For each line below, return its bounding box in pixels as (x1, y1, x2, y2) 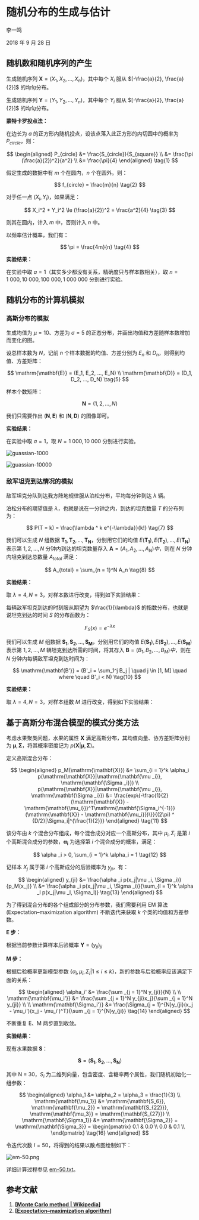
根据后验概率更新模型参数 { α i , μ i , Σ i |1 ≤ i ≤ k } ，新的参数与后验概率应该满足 (6, 968, 188, 976)
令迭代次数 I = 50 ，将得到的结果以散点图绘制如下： (6, 1141, 132, 1148)
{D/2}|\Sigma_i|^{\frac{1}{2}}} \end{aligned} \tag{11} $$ (32, 817, 168, 824)
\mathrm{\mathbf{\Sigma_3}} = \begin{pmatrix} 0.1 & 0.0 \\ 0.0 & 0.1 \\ (14, 1123, 185, 1130)
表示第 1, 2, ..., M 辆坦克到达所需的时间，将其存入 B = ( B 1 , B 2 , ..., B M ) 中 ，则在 (6, 647, 191, 655)
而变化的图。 (6, 336, 37, 344)
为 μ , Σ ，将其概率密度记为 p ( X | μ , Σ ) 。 (6, 742, 98, 749)
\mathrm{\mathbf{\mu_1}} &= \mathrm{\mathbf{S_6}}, (34, 1097, 166, 1104)
